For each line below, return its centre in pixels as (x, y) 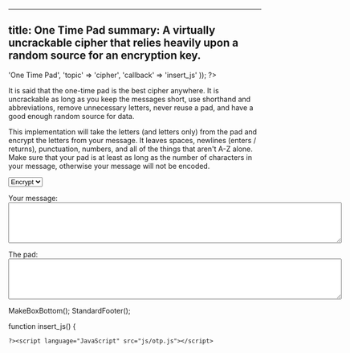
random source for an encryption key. (105, 56)
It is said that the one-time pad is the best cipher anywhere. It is (114, 90)
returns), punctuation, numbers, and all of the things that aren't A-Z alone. (130, 149)
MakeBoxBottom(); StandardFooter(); (69, 310)
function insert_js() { (42, 326)
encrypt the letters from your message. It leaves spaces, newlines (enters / (132, 140)
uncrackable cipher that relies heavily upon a (124, 43)
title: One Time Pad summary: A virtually (112, 30)
